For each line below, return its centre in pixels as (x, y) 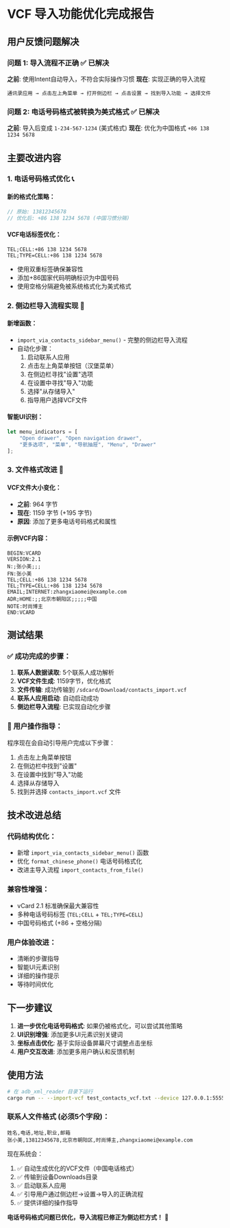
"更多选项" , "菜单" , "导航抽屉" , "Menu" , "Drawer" (88, 444)
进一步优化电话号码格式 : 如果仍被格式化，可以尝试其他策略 (100, 1026)
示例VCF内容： (28, 538)
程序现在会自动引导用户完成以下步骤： (61, 743)
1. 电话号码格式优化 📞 (41, 179)
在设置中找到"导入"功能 (50, 774)
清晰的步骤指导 (38, 959)
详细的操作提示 (38, 976)
